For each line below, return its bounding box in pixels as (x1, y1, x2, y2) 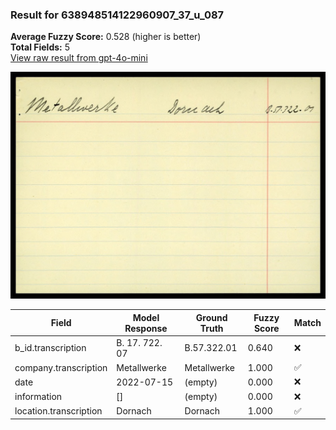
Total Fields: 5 (10, 41, 71, 53)
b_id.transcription (14, 342, 87, 354)
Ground (195, 311, 228, 323)
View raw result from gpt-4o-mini (10, 52, 148, 64)
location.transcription (14, 405, 103, 417)
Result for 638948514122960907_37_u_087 (10, 8, 225, 22)
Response (124, 322, 168, 334)
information (14, 391, 63, 403)
